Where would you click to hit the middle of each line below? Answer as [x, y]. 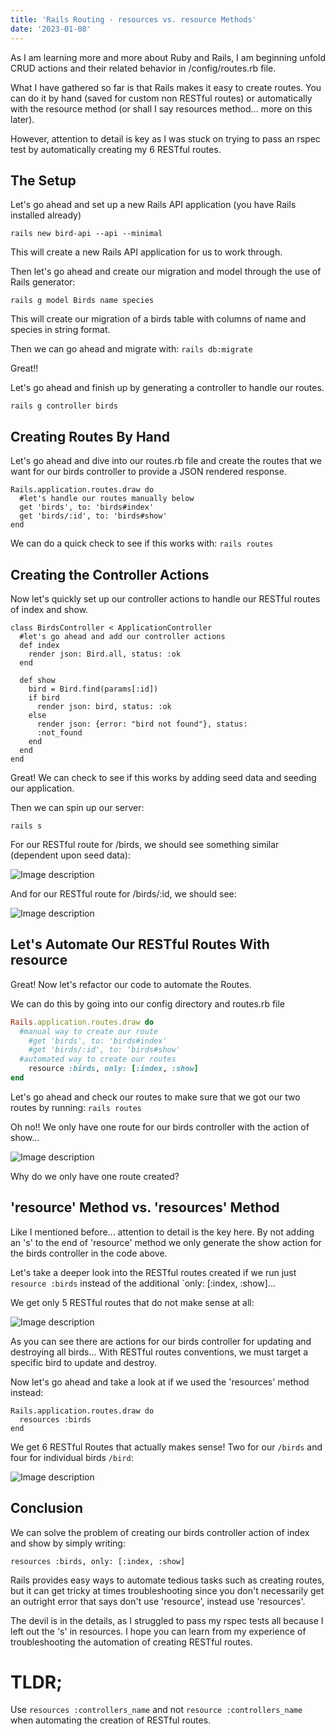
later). [22, 119]
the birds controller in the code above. [89, 1253]
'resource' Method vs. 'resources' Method [145, 1207]
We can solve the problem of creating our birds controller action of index [160, 1532]
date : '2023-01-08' [51, 29]
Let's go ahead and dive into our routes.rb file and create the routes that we [166, 461]
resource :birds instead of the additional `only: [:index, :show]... [143, 1283]
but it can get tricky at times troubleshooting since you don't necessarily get [167, 1590]
